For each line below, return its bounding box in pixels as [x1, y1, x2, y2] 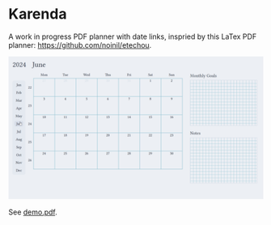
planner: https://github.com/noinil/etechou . [8, 40, 152, 49]
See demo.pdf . [8, 207, 58, 217]
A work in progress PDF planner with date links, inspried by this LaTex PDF [8, 32, 257, 41]
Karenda [8, 5, 67, 23]
